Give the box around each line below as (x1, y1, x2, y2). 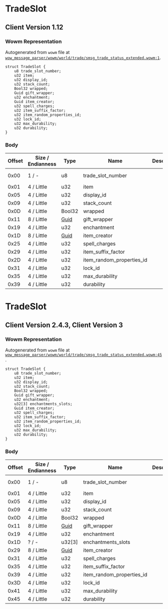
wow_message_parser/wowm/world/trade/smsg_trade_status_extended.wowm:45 (5, 352, 162, 357)
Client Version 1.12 (5, 23, 63, 31)
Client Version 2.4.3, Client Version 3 (5, 320, 123, 329)
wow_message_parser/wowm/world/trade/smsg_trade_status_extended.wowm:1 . (5, 54, 161, 60)
